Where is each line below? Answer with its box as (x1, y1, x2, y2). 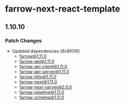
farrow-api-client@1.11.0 (19, 63, 67, 69)
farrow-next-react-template (5, 3, 120, 15)
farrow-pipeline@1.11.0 (19, 89, 64, 95)
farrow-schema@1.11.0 (19, 94, 64, 100)
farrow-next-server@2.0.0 (19, 84, 72, 90)
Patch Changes (5, 37, 42, 44)
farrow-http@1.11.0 (19, 74, 57, 79)
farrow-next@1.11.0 (19, 79, 57, 85)
